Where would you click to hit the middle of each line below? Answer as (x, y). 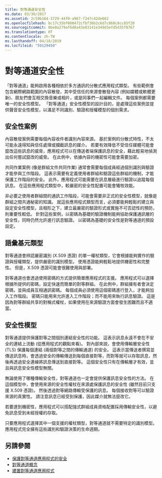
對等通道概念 (25, 464)
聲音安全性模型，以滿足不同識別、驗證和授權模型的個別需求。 (70, 110)
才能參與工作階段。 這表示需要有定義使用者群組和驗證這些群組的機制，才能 (80, 174)
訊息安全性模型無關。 (34, 368)
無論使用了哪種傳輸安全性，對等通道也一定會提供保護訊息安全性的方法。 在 (80, 378)
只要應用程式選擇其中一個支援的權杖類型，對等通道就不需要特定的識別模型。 (81, 423)
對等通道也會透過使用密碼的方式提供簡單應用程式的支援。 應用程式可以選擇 (80, 278)
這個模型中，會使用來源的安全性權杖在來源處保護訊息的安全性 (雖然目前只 (78, 384)
